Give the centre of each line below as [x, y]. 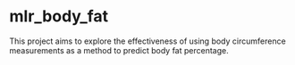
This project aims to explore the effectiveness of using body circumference [147, 41]
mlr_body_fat [59, 16]
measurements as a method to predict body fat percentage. [119, 50]
